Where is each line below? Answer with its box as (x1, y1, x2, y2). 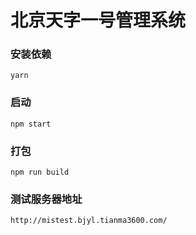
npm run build (10, 167, 70, 178)
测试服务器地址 (10, 192, 83, 206)
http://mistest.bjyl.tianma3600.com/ (10, 216, 168, 226)
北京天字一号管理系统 (10, 9, 187, 32)
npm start (10, 119, 52, 129)
